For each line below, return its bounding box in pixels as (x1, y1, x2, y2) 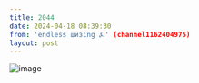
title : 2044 (9, 13, 55, 23)
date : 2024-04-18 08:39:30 (9, 22, 112, 31)
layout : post (9, 38, 59, 48)
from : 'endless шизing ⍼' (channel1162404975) (9, 30, 191, 39)
